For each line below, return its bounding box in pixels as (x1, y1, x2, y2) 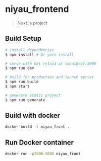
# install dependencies (5, 47, 54, 53)
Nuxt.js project (17, 20, 48, 26)
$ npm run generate (5, 97, 46, 102)
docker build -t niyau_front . (5, 124, 70, 130)
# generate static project (5, 93, 61, 98)
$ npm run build (5, 80, 39, 84)
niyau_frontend (5, 3, 69, 15)
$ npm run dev (5, 66, 35, 71)
